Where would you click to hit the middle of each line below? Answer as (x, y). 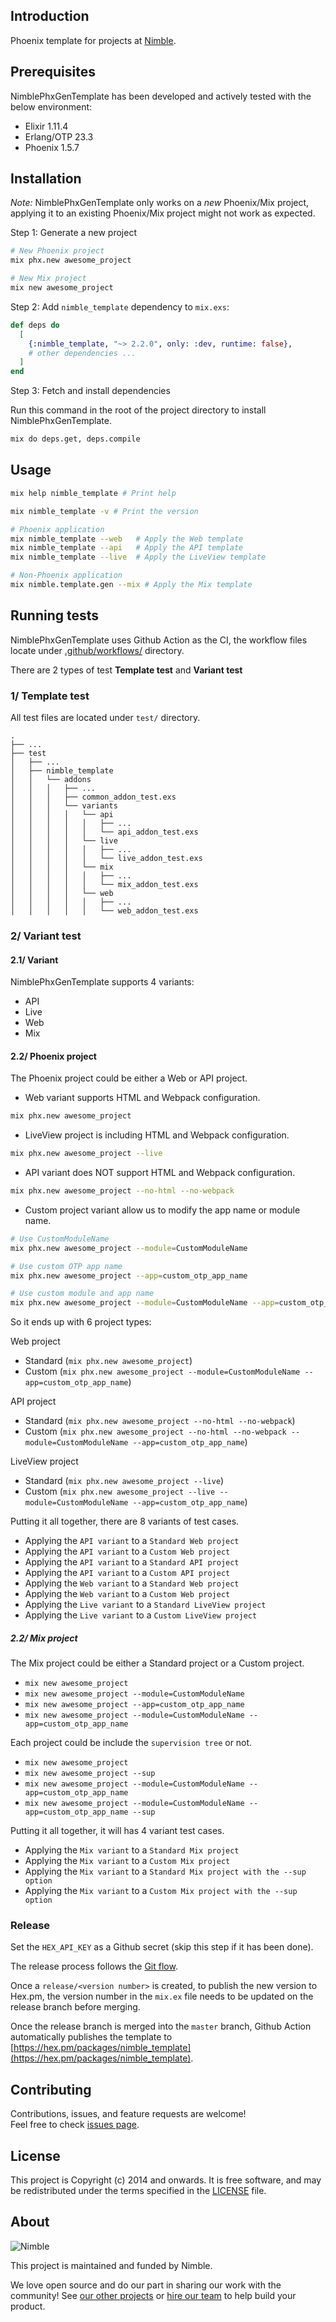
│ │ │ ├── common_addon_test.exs (93, 797)
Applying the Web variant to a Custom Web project (127, 1594)
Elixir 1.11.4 (46, 126)
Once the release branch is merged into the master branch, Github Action (161, 2026)
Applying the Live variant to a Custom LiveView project (141, 1615)
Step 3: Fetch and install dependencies (90, 391)
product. (28, 2306)
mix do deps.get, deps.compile (75, 439)
